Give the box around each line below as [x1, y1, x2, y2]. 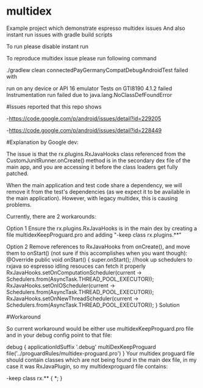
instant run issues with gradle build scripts [6, 31, 113, 38]
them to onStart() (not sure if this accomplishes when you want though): [6, 249, 188, 257]
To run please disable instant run [6, 43, 89, 50]
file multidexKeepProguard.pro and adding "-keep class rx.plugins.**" [6, 231, 182, 239]
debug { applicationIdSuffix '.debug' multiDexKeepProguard [6, 343, 157, 350]
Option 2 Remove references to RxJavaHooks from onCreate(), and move [6, 243, 190, 250]
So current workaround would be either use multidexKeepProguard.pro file [6, 325, 194, 332]
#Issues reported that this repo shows [6, 102, 102, 110]
